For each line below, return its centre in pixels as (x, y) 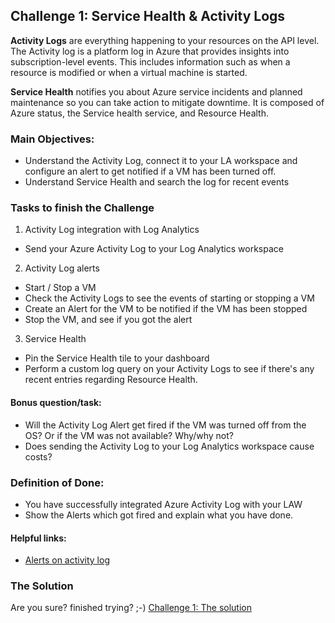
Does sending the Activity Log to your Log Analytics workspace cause (169, 446)
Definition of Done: (57, 482)
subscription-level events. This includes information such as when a (150, 61)
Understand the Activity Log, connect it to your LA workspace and (161, 161)
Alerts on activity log (67, 560)
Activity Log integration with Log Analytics (112, 230)
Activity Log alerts (62, 268)
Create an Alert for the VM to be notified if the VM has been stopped (166, 309)
